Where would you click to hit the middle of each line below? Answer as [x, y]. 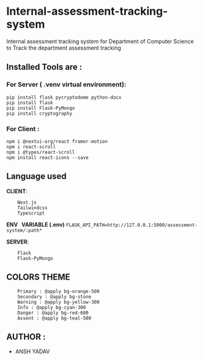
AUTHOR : [26, 336]
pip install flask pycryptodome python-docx [64, 97]
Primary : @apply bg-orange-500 [58, 291]
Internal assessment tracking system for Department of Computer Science [100, 41]
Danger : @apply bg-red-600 [53, 313]
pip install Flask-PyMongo [41, 108]
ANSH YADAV [32, 351]
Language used [37, 176]
